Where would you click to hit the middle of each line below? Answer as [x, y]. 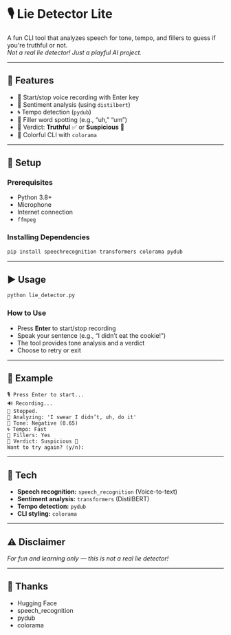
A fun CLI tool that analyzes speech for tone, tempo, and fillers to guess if [112, 38]
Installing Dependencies [49, 237]
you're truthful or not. [37, 45]
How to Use [27, 313]
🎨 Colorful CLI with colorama [57, 134]
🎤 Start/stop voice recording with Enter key [78, 97]
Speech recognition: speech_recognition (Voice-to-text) [97, 492]
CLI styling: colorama [47, 514]
